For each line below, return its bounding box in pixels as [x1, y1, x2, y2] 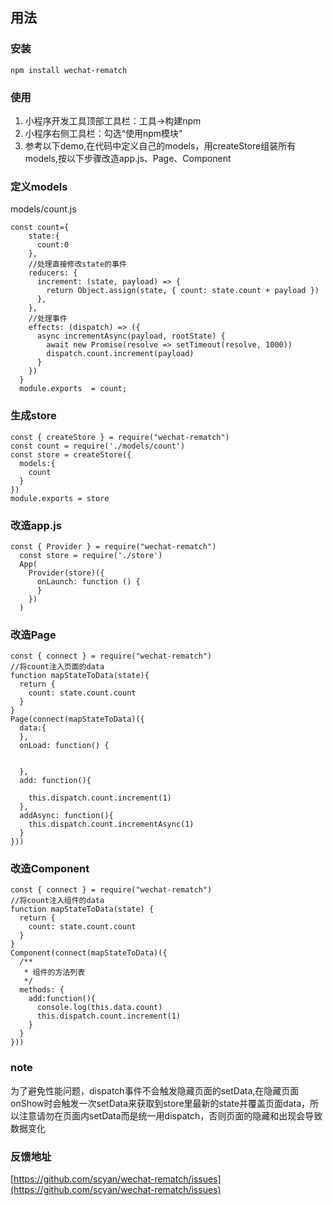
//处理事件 [28, 314, 68, 324]
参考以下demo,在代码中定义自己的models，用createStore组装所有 [24, 139, 297, 152]
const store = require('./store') [19, 550, 163, 560]
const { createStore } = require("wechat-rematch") [10, 432, 230, 442]
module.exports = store [10, 493, 110, 503]
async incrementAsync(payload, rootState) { [36, 331, 226, 342]
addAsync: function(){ [19, 811, 114, 821]
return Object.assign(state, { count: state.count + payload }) [46, 286, 320, 296]
